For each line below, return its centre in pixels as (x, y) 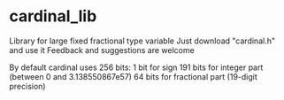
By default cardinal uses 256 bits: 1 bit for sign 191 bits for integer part (136, 67)
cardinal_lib (53, 16)
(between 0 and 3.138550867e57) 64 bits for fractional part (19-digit (134, 76)
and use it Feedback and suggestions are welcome (102, 50)
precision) (27, 86)
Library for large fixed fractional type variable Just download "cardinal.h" (142, 41)
